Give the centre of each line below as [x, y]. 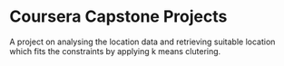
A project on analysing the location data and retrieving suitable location [142, 42]
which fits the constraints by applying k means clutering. [115, 51]
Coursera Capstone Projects [118, 17]
